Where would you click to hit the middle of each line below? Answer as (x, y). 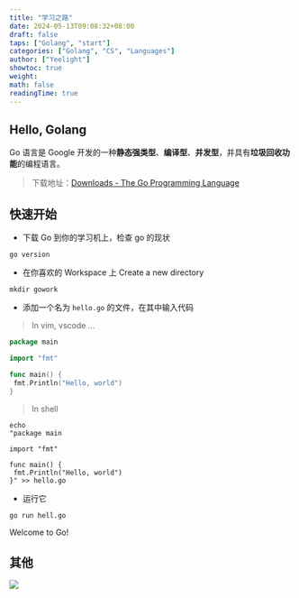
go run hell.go (38, 515)
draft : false (34, 34)
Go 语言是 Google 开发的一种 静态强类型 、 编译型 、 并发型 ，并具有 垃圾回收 (146, 152)
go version (30, 255)
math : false (32, 85)
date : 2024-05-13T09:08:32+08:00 (72, 26)
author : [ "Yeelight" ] (50, 60)
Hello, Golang (48, 129)
